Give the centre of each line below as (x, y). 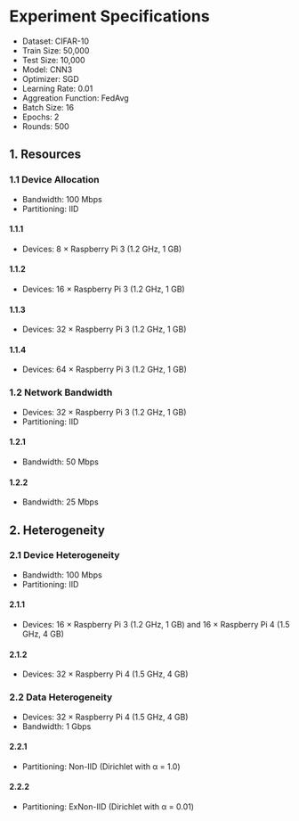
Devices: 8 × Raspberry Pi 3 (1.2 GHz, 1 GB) (102, 249)
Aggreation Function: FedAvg (75, 98)
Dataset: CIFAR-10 (55, 41)
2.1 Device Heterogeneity (65, 555)
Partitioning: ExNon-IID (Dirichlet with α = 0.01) (108, 806)
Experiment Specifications (110, 16)
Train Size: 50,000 (56, 50)
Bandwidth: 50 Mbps (61, 462)
